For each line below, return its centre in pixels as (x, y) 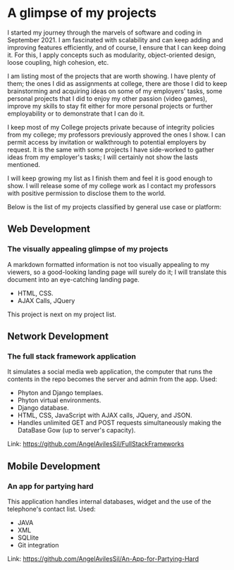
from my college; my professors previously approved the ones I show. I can (116, 135)
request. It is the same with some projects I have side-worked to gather (111, 149)
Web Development (49, 229)
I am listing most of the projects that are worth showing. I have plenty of (112, 76)
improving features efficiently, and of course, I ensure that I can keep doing (117, 47)
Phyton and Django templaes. (60, 393)
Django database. (43, 408)
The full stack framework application (72, 356)
